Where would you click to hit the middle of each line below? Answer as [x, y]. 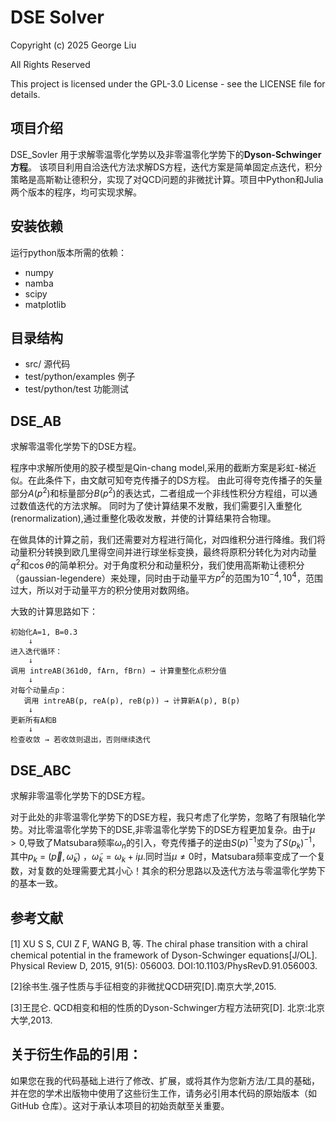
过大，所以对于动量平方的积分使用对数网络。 [102, 590]
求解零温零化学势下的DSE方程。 [76, 447]
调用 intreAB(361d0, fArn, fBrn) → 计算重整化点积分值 [118, 671]
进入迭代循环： [36, 652]
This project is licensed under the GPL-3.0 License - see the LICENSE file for [168, 83]
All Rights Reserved [50, 64]
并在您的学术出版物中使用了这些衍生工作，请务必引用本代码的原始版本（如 [163, 1093]
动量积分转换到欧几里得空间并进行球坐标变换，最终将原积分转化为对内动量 [163, 552]
